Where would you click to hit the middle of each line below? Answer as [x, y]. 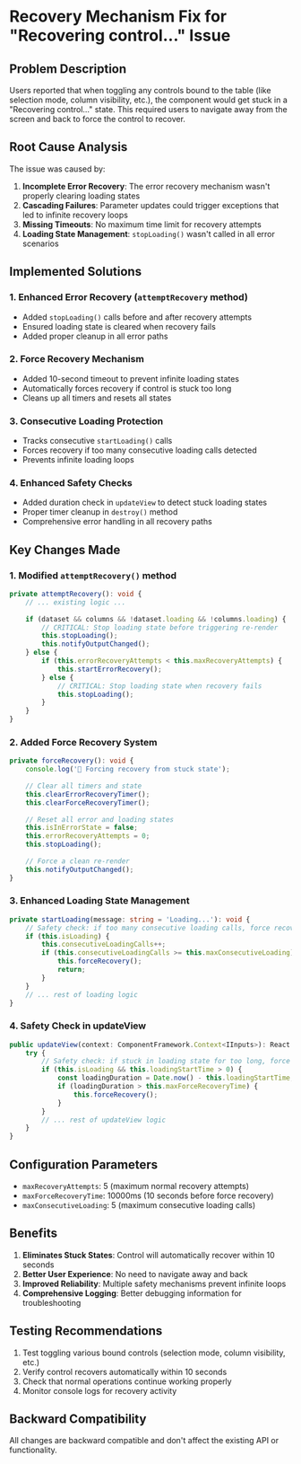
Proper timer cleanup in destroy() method [100, 512]
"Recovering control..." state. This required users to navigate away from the [149, 109]
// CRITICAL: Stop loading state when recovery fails [159, 686]
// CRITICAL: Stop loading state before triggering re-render [160, 627]
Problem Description [68, 69]
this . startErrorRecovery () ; [110, 669]
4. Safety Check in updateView [78, 1026]
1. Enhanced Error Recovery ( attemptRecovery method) [129, 297]
